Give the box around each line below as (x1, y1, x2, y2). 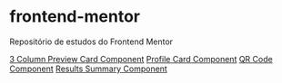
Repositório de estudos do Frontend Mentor (9, 36, 174, 47)
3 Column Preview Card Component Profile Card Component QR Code (9, 53, 273, 64)
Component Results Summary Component (9, 63, 168, 74)
